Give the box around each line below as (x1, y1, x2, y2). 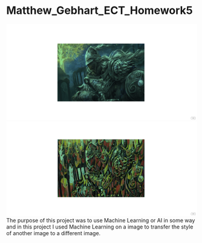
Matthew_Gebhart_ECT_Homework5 (6, 4, 194, 18)
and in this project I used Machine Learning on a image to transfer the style (6, 223, 194, 230)
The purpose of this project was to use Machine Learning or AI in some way (6, 217, 195, 224)
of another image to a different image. (6, 230, 101, 237)
